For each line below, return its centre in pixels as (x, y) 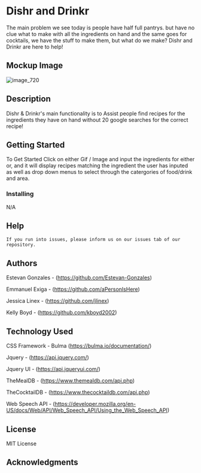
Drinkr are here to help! (35, 47)
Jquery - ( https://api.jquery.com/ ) (48, 357)
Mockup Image (35, 66)
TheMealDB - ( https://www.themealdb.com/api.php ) (71, 381)
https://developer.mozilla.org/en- (95, 404)
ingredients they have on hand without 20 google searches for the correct (97, 120)
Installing (20, 194)
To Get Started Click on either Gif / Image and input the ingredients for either (100, 159)
